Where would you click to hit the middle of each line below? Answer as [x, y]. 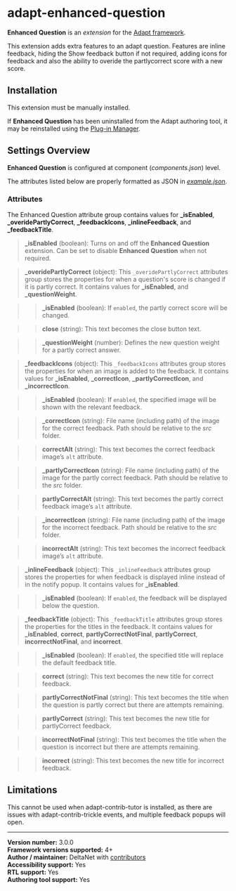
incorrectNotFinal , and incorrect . [73, 642]
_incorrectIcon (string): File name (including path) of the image [133, 520]
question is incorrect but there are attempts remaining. [121, 747]
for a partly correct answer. [81, 350]
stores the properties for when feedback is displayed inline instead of [125, 577]
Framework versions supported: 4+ [60, 850]
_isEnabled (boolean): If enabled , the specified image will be [129, 399]
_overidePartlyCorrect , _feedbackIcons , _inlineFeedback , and [99, 222]
